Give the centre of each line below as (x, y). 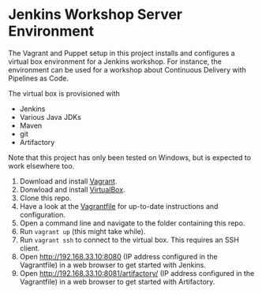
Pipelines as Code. (39, 78)
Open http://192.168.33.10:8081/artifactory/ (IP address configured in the (137, 273)
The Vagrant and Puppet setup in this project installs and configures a (122, 53)
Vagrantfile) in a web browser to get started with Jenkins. (113, 265)
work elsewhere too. (41, 166)
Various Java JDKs (50, 117)
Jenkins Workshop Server (95, 15)
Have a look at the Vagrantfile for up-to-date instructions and (119, 206)
